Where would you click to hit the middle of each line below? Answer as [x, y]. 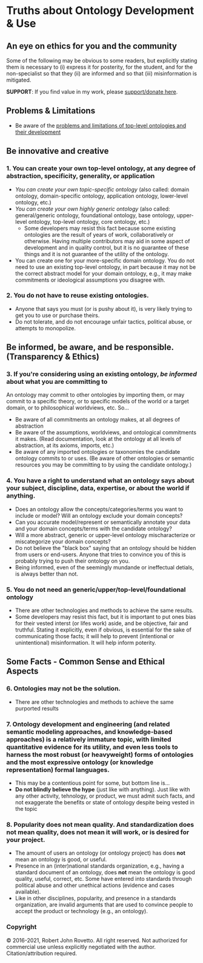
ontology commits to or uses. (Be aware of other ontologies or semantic [105, 458]
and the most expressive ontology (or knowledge [80, 762]
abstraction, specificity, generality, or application [81, 176]
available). [28, 892]
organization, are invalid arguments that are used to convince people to [104, 905]
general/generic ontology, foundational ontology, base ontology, [95, 215]
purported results [37, 708]
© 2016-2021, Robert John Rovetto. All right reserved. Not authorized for [97, 940]
